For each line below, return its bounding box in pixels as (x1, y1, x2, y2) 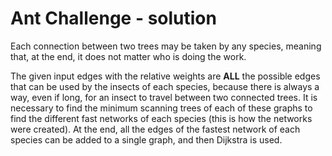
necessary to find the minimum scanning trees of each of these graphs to (10, 102, 313, 114)
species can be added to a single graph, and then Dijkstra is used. (10, 133, 283, 146)
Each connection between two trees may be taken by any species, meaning (10, 40, 322, 52)
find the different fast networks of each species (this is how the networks (10, 112, 313, 124)
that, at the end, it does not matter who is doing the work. (10, 50, 247, 62)
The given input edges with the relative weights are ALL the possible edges (10, 70, 321, 82)
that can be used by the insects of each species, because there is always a (10, 80, 320, 92)
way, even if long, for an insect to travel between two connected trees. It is (10, 91, 318, 103)
